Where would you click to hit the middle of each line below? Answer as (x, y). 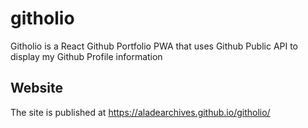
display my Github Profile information (86, 56)
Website (36, 88)
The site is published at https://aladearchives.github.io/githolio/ (140, 112)
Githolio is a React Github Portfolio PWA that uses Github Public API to (154, 46)
